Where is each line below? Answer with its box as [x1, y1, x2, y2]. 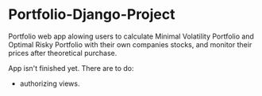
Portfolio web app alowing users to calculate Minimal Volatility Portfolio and [8, 31, 254, 41]
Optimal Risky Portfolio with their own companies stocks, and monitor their [8, 39, 252, 49]
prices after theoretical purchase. [8, 48, 118, 57]
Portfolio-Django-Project [8, 6, 176, 24]
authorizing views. [19, 79, 80, 88]
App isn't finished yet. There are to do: [8, 63, 134, 72]
